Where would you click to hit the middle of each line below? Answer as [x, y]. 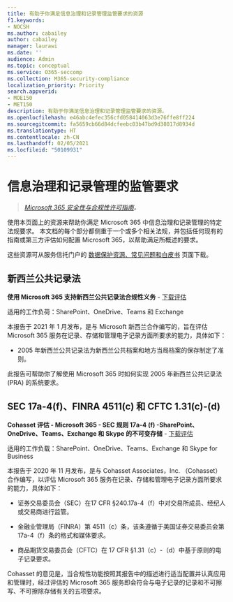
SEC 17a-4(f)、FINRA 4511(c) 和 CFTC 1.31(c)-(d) [114, 407]
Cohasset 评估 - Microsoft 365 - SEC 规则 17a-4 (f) [81, 425]
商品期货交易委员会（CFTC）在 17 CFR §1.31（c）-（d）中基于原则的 [116, 550]
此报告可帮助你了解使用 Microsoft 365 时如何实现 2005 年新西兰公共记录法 [115, 374]
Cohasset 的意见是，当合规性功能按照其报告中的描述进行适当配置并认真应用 [116, 573]
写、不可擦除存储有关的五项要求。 [56, 591]
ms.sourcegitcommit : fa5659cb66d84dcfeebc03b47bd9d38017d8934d [101, 124]
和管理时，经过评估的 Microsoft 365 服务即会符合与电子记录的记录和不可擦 [114, 582]
